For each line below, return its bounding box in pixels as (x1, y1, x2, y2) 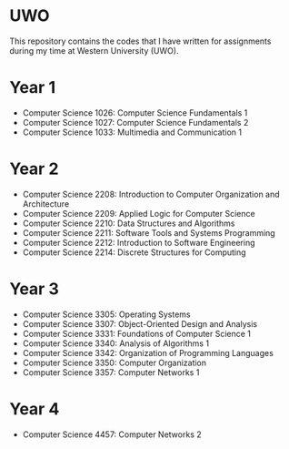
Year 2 (9, 158, 59, 179)
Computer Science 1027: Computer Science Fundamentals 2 (22, 117, 249, 128)
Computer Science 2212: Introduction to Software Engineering (22, 237, 256, 248)
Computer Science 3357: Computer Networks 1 (22, 366, 200, 378)
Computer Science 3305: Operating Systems (22, 309, 191, 320)
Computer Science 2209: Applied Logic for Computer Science (22, 208, 256, 219)
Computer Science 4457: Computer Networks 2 (22, 429, 202, 440)
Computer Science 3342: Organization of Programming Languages (22, 347, 274, 358)
